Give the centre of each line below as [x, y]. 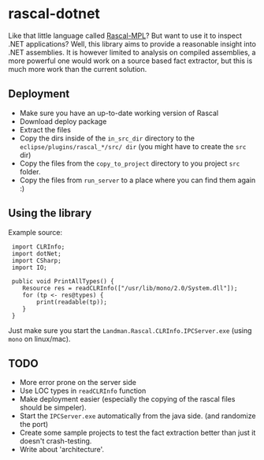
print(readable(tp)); [72, 302]
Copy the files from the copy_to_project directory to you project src [130, 163]
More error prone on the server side [78, 383]
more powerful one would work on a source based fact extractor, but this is [130, 61]
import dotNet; [36, 253]
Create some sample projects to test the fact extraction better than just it [138, 433]
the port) [34, 424]
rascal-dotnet [54, 14]
